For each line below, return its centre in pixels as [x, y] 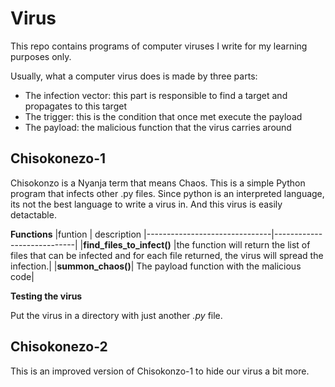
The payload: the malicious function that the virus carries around [158, 127]
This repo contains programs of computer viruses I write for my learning [159, 46]
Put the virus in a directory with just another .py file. [116, 315]
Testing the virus [46, 296]
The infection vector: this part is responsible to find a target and [156, 95]
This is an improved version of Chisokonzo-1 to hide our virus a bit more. [160, 371]
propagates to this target [75, 106]
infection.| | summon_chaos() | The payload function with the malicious [156, 266]
